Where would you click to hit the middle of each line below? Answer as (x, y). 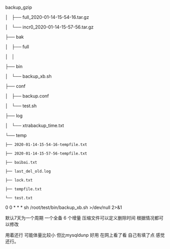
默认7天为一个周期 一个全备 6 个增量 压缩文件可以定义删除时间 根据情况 (80, 218)
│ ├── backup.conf (27, 96)
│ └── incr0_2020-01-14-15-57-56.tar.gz (49, 27)
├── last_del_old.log (28, 171)
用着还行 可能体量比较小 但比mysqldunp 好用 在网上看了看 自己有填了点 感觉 (85, 235)
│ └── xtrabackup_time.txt (35, 126)
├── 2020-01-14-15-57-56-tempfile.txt (46, 153)
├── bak (14, 37)
